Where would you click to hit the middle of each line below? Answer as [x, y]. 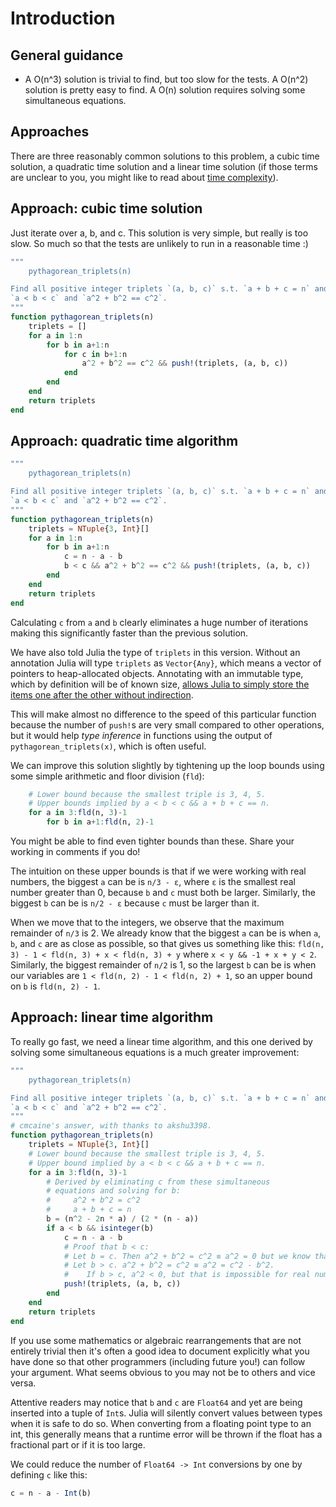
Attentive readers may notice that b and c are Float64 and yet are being [156, 1402]
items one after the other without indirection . [102, 694]
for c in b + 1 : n [95, 354]
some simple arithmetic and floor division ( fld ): [107, 776]
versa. [23, 1383]
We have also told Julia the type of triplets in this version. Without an [155, 652]
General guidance [67, 55]
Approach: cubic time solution [106, 208]
